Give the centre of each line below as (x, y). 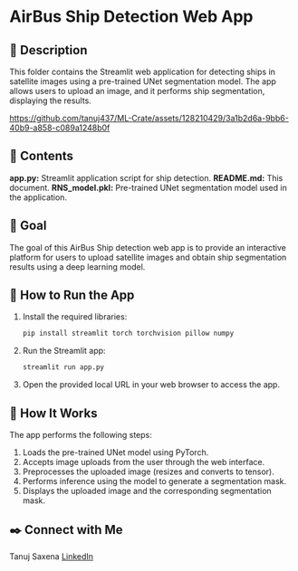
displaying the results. (51, 100)
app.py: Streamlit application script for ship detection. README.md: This (146, 177)
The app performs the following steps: (81, 435)
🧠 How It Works (53, 413)
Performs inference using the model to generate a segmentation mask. (154, 481)
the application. (38, 197)
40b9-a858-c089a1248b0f (60, 128)
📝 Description (48, 50)
